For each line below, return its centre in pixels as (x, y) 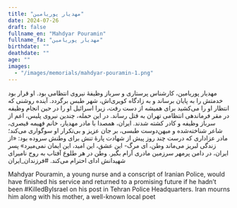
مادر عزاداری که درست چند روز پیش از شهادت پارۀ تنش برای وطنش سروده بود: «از (118, 137)
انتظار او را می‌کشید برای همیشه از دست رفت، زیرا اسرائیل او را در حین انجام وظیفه (119, 108)
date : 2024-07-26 (34, 20)
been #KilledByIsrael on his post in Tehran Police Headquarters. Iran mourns (119, 189)
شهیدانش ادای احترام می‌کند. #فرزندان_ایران (67, 160)
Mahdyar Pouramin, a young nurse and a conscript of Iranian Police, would (116, 174)
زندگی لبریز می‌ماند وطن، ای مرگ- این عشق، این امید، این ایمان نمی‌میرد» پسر (112, 145)
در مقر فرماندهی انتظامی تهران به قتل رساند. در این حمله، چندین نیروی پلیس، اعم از (119, 115)
